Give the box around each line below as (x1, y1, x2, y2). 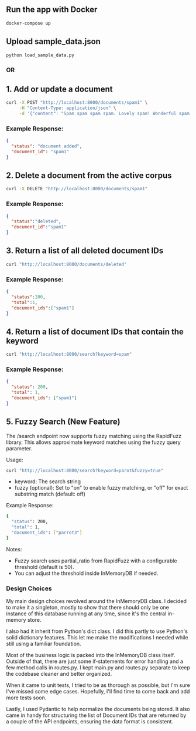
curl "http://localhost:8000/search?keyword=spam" (6, 352, 132, 358)
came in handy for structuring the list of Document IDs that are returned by (6, 712, 187, 719)
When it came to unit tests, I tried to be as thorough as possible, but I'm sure (6, 682, 190, 689)
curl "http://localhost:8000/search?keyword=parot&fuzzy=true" (6, 467, 164, 473)
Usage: (6, 456, 23, 463)
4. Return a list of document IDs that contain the (6, 326, 184, 336)
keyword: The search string (14, 478, 81, 485)
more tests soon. (6, 694, 47, 701)
